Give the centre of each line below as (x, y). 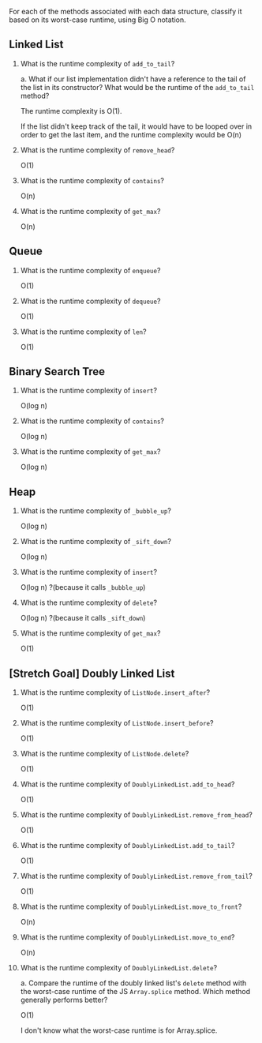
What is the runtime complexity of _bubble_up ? (96, 511)
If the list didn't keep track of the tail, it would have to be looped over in (136, 126)
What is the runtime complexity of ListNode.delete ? (105, 754)
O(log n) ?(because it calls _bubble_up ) (83, 587)
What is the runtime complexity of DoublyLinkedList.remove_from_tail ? (137, 876)
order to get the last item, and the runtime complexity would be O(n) (131, 134)
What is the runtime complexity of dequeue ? (90, 301)
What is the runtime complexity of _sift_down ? (96, 542)
